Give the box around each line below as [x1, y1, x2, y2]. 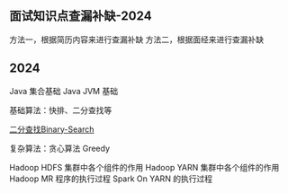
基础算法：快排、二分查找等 [9, 104, 112, 115]
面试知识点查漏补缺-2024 [9, 8, 152, 24]
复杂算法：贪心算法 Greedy [9, 143, 111, 154]
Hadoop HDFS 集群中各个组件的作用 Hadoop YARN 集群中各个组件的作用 [9, 162, 280, 172]
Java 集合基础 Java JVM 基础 [9, 85, 119, 96]
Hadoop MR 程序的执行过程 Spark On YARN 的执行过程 [9, 173, 213, 184]
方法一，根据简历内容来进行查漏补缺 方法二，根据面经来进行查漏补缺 [9, 34, 264, 45]
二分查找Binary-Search [9, 124, 94, 135]
